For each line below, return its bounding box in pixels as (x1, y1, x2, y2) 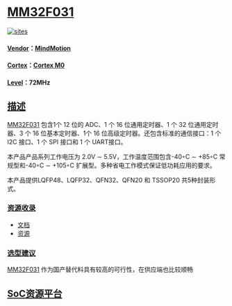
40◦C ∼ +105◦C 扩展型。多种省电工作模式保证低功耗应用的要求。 (28, 161, 217, 169)
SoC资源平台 (7, 287, 63, 299)
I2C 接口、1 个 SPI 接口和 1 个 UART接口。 (7, 137, 127, 146)
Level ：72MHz (7, 78, 51, 87)
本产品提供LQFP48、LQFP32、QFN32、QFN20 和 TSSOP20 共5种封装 (7, 176, 210, 184)
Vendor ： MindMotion (7, 44, 71, 52)
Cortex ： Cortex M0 (7, 61, 65, 69)
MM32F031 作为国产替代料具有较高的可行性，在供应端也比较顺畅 (7, 265, 193, 274)
